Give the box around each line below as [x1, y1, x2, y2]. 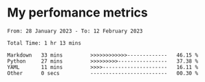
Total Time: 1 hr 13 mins [7, 39, 81, 46]
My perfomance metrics [7, 5, 148, 21]
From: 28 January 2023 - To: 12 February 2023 [7, 28, 143, 34]
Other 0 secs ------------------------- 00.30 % [7, 70, 198, 76]
